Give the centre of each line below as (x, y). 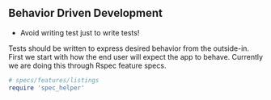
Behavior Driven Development (86, 13)
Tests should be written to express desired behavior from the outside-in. (129, 48)
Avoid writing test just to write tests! (80, 32)
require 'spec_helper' (47, 88)
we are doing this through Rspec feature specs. (87, 65)
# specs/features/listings (54, 80)
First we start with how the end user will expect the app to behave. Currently (136, 56)
